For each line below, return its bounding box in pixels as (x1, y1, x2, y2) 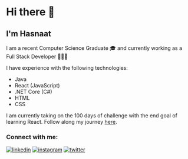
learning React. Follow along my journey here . (6, 119, 117, 125)
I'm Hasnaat (6, 29, 51, 39)
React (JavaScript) (14, 82, 60, 89)
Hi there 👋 (6, 5, 55, 19)
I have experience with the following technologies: (6, 65, 128, 71)
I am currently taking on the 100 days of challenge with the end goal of (6, 112, 178, 119)
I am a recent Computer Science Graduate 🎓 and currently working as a (6, 45, 183, 52)
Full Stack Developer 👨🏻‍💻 (6, 53, 68, 60)
